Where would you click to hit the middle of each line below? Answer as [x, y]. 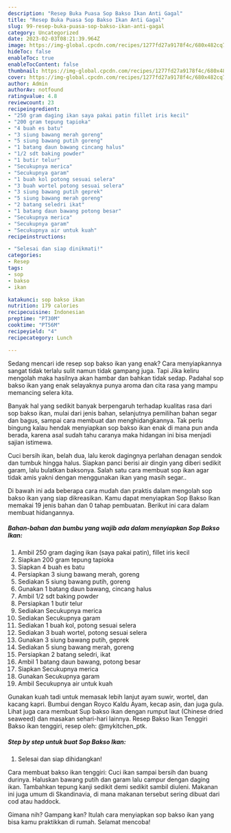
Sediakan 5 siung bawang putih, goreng [74, 582]
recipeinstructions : [37, 237]
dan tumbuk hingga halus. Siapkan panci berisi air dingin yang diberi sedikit [114, 463]
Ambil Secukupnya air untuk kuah [65, 684]
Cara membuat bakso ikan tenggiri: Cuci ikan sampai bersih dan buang [108, 773]
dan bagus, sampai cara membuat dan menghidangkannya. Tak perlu [106, 420]
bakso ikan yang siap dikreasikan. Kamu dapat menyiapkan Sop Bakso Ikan [114, 498]
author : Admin [28, 84]
